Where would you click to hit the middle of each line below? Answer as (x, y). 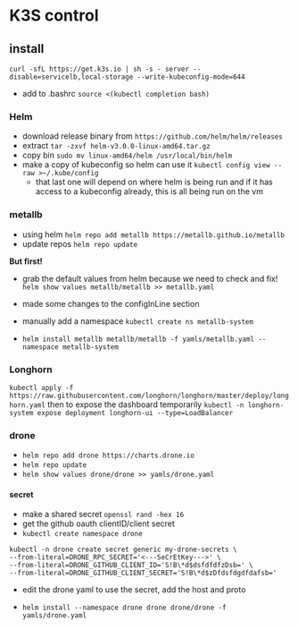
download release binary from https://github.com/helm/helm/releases (152, 136)
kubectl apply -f (41, 387)
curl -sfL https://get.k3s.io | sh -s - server (99, 69)
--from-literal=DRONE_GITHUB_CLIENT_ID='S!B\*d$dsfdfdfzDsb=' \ (131, 565)
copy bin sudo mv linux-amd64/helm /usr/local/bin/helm (127, 155)
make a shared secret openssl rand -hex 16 (103, 514)
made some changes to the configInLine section (111, 303)
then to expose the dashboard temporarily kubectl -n (146, 404)
